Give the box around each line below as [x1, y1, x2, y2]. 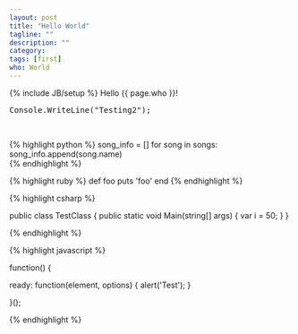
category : [9, 47, 47, 56]
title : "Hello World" [9, 21, 90, 30]
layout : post [9, 13, 58, 22]
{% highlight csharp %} [9, 193, 96, 203]
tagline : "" [9, 30, 54, 39]
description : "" [9, 38, 70, 47]
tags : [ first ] [9, 55, 63, 64]
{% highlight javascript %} [9, 244, 106, 255]
